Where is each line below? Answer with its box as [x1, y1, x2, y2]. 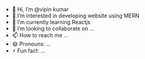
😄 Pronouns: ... [12, 40, 52, 48]
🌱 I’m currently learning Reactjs [12, 19, 91, 25]
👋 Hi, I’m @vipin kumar [12, 6, 69, 13]
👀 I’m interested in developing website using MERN [12, 12, 140, 19]
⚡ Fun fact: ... [12, 47, 46, 54]
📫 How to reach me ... [12, 32, 69, 39]
